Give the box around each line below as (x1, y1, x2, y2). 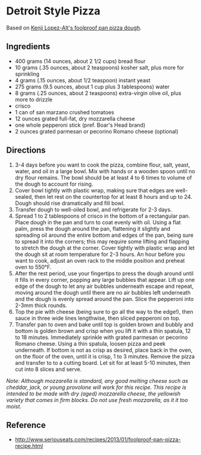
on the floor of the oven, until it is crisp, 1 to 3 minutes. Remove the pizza (14, 353, 195, 360)
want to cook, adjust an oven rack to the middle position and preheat (14, 257, 185, 264)
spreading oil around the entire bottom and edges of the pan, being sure (14, 231, 194, 239)
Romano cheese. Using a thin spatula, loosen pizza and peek (14, 340, 166, 347)
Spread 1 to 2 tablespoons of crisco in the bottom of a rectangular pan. (14, 212, 190, 219)
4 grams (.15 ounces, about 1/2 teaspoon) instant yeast (14, 76, 151, 84)
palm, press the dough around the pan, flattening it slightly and (14, 225, 171, 232)
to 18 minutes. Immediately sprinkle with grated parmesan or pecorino (14, 334, 188, 341)
